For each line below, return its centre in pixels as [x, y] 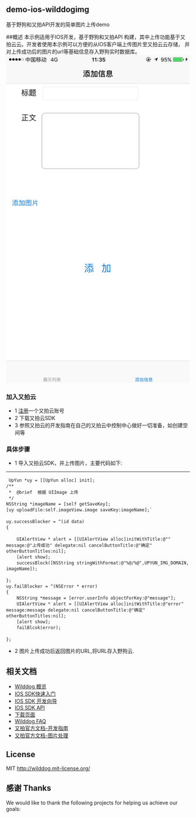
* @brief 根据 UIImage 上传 [43, 493]
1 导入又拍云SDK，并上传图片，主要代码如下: [68, 463]
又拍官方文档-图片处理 [41, 735]
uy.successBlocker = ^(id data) [45, 522]
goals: [13, 809]
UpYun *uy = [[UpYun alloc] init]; [52, 480]
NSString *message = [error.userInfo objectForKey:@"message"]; [96, 598]
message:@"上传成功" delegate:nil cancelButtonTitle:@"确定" [79, 546]
